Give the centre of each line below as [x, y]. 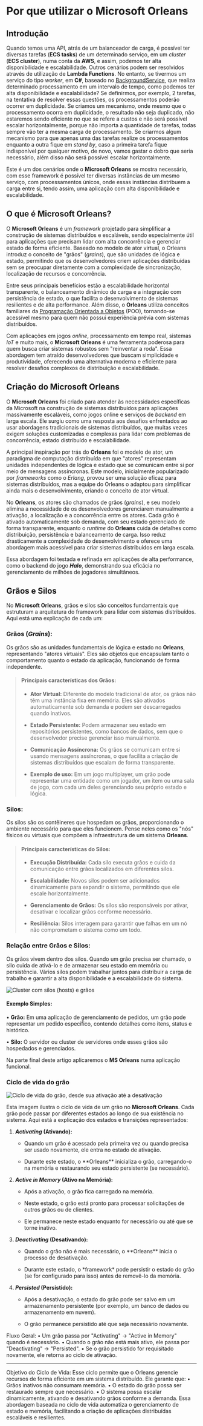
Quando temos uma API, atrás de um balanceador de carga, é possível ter [98, 48]
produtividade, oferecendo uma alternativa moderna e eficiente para [92, 361]
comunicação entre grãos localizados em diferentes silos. [102, 869]
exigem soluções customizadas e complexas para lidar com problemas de [98, 434]
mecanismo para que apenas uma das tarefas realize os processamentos [97, 138]
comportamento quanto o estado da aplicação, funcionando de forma [93, 660]
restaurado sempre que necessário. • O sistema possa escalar [84, 1392]
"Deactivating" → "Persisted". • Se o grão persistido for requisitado [90, 1348]
